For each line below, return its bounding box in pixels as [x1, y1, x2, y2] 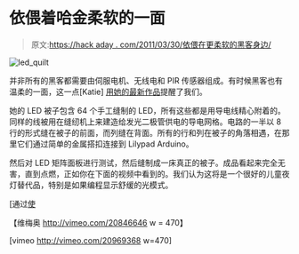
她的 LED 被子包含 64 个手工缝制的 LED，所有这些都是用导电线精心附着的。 [9, 105, 287, 115]
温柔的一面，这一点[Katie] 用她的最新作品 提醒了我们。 [9, 86, 207, 97]
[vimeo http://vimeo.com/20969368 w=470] [9, 234, 172, 245]
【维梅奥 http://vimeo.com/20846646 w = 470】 [9, 217, 189, 227]
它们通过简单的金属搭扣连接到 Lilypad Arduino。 [16, 139, 194, 149]
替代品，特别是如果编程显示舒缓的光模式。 [16, 179, 174, 190]
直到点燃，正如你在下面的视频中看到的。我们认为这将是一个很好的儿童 [24, 168, 282, 179]
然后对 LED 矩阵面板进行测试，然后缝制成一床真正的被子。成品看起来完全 [9, 157, 279, 168]
